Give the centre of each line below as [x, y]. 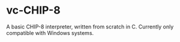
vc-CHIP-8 [34, 10]
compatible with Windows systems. [50, 33]
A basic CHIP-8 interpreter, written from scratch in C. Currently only [90, 27]
